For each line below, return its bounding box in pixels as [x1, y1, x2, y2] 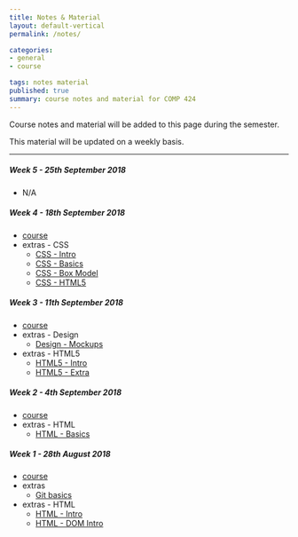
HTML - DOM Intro [35, 518, 104, 529]
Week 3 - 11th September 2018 [9, 297, 124, 308]
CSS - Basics [35, 258, 84, 269]
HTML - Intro [35, 509, 82, 519]
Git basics [35, 490, 73, 501]
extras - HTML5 [21, 348, 81, 359]
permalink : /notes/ [9, 29, 82, 38]
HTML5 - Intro [35, 357, 88, 368]
